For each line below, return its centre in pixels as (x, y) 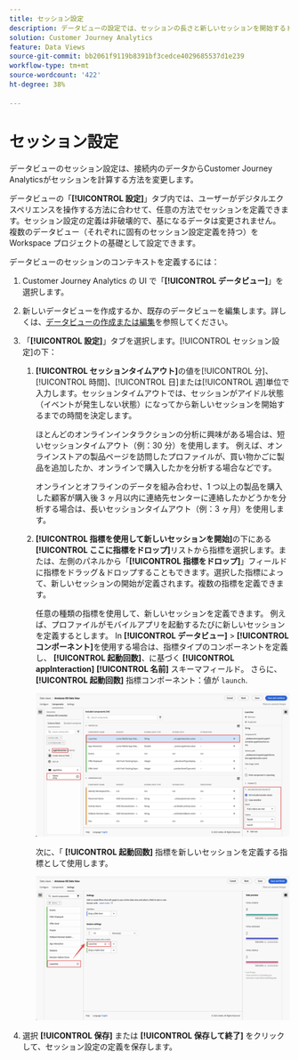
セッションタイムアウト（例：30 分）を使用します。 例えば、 (155, 445)
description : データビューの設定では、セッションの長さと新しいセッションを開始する (148, 28)
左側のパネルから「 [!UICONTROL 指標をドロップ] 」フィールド (173, 561)
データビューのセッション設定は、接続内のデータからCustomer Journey (141, 168)
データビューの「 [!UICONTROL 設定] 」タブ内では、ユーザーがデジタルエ (143, 198)
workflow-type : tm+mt (49, 66)
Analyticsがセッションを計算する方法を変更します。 (104, 179)
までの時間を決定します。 (90, 415)
